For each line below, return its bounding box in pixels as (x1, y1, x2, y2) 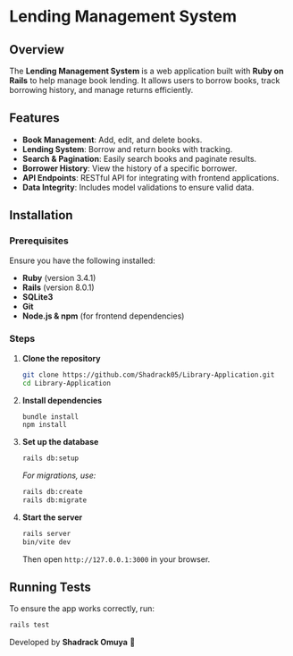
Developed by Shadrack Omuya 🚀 (9, 637, 136, 648)
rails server (21, 529, 71, 538)
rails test (9, 620, 50, 630)
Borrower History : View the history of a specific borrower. (21, 163, 238, 174)
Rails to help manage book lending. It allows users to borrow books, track (9, 75, 280, 86)
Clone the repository (21, 353, 101, 363)
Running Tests (9, 580, 91, 595)
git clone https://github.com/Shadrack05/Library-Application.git (21, 370, 275, 379)
